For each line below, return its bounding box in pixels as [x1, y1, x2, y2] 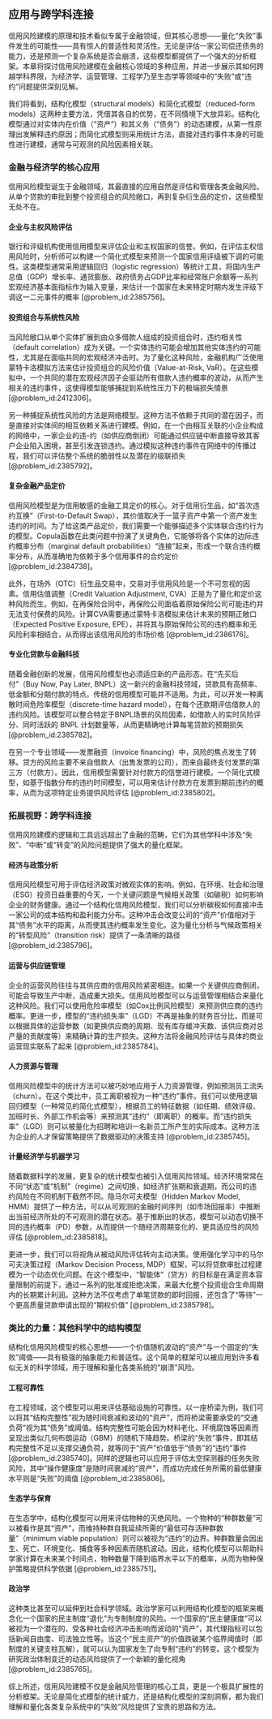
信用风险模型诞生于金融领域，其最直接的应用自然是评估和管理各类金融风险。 [8, 182, 264, 192]
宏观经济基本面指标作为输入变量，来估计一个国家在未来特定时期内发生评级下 [8, 282, 264, 292]
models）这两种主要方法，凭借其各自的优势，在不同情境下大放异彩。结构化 [8, 109, 261, 118]
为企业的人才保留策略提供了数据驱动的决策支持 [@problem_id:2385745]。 [8, 1131, 255, 1141]
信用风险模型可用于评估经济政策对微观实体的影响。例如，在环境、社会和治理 [8, 880, 264, 890]
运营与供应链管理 [8, 961, 66, 971]
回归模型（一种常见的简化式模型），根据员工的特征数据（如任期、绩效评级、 [8, 1101, 261, 1110]
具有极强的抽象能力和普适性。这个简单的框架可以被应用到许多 [47, 1352, 253, 1362]
